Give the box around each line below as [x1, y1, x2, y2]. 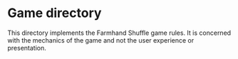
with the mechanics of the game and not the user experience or [7, 36, 195, 44]
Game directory [7, 5, 102, 21]
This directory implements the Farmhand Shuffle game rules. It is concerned [7, 28, 232, 37]
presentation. [7, 43, 46, 52]
